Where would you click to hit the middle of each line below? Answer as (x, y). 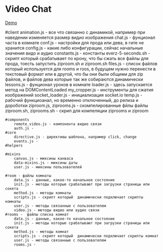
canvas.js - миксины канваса (44, 158)
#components (17, 120)
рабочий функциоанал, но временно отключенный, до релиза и (72, 100)
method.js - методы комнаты (42, 193)
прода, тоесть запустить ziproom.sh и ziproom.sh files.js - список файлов (81, 63)
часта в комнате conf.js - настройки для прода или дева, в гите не (75, 42)
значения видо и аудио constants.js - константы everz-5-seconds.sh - (78, 53)
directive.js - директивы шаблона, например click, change (75, 137)
